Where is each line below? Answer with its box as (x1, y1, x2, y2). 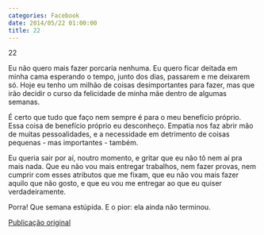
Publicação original (8, 218, 71, 227)
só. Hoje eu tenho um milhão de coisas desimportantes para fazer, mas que (8, 80, 255, 90)
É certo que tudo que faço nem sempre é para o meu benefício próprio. (8, 113, 242, 122)
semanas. (8, 97, 40, 107)
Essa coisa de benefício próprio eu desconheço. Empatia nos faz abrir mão (8, 121, 254, 131)
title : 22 (8, 26, 41, 34)
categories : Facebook (8, 11, 80, 20)
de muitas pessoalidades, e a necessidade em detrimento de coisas (8, 129, 230, 139)
